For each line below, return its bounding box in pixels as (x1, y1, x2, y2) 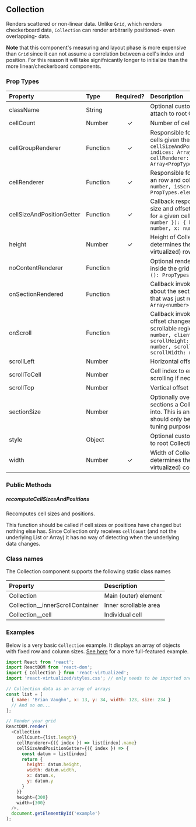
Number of (150, 119, 180, 128)
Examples (6, 628, 35, 636)
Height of (150, 233, 176, 242)
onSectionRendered (9, 290, 64, 298)
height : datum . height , (27, 761, 82, 768)
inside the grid (150, 264, 190, 273)
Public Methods (6, 481, 52, 489)
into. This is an (150, 408, 190, 416)
